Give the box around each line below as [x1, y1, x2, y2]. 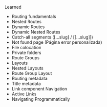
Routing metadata [11, 75, 47, 81]
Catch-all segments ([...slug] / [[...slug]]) [11, 34, 93, 40]
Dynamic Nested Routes [11, 29, 61, 35]
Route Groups [11, 55, 40, 60]
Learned [4, 4, 21, 10]
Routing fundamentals [11, 14, 57, 19]
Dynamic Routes [11, 24, 45, 30]
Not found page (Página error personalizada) [11, 39, 102, 45]
